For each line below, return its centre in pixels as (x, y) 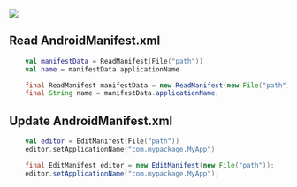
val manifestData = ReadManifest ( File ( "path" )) (114, 61)
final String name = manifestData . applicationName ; (122, 93)
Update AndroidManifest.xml (91, 120)
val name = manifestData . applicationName (102, 69)
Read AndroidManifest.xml (85, 41)
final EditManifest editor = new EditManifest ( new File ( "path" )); (150, 165)
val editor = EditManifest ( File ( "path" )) (102, 141)
